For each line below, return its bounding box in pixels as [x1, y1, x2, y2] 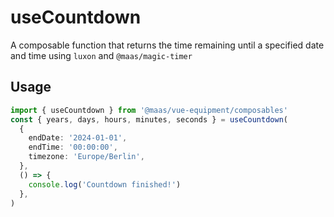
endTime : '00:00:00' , [28, 142, 118, 153]
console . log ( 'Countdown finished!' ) [28, 179, 182, 190]
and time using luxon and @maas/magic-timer [10, 49, 193, 61]
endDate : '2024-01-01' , [28, 133, 128, 143]
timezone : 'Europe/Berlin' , [28, 152, 145, 162]
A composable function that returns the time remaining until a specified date [10, 39, 325, 51]
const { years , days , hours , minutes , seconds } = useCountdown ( [10, 114, 288, 125]
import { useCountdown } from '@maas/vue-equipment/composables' [10, 105, 288, 115]
